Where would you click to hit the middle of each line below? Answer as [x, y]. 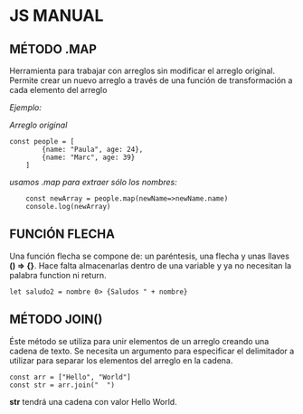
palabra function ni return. [58, 275]
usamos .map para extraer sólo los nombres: [94, 182]
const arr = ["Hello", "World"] [70, 377]
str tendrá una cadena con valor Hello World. [94, 401]
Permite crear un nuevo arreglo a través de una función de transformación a [151, 80]
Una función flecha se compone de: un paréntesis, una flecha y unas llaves [149, 256]
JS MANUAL [57, 16]
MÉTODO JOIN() [56, 320]
